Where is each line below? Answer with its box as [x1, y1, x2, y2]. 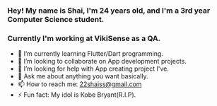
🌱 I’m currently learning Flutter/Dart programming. [17, 49, 164, 58]
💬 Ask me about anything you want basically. [17, 72, 148, 81]
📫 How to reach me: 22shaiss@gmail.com [17, 80, 142, 88]
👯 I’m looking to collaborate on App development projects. [17, 57, 187, 66]
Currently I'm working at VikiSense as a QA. [7, 33, 161, 43]
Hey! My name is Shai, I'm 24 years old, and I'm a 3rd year [7, 6, 211, 16]
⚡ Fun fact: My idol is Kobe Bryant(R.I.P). [17, 90, 136, 99]
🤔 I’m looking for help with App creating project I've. [17, 64, 170, 73]
